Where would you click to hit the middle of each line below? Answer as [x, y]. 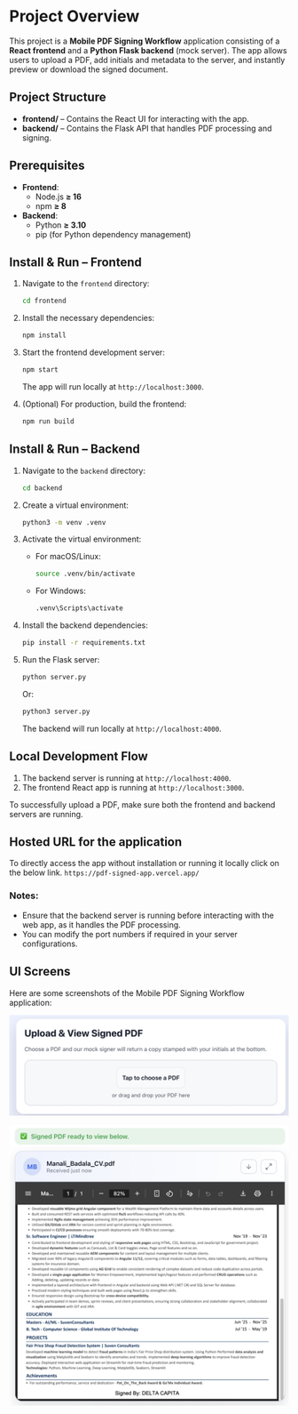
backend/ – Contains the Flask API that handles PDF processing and [147, 128]
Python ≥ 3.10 [61, 225]
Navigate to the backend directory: [84, 470]
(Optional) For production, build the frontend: [104, 404]
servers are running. [46, 814]
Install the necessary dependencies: [88, 318]
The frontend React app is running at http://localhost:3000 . [133, 787]
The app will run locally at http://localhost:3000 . [113, 387]
